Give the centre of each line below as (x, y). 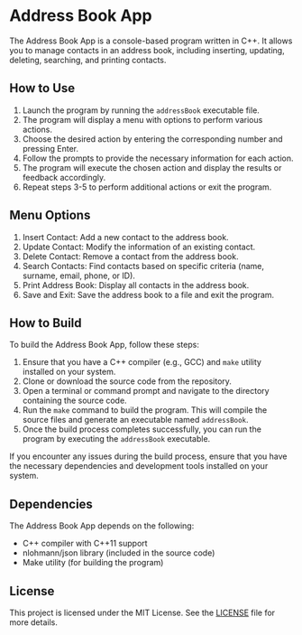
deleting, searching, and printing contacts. (88, 60)
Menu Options (50, 215)
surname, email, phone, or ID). (78, 275)
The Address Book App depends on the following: (102, 526)
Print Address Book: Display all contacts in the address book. (136, 285)
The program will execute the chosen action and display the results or (152, 167)
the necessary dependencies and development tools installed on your (139, 466)
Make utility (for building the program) (93, 563)
